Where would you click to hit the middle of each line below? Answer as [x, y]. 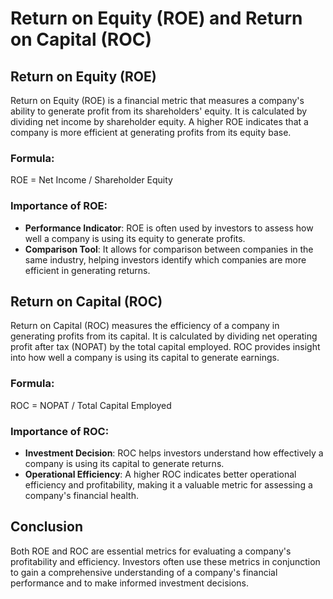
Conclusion [47, 527]
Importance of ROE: [59, 206]
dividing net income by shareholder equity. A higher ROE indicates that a [159, 121]
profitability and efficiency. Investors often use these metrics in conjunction [165, 561]
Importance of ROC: [60, 431]
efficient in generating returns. [87, 270]
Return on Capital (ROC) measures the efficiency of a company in [145, 326]
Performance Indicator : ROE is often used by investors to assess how [169, 228]
